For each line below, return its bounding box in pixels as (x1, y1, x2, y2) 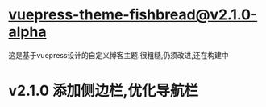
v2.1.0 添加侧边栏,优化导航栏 (8, 82, 199, 100)
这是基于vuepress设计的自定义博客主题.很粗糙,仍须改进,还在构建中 (8, 50, 229, 60)
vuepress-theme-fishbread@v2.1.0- (8, 6, 258, 24)
